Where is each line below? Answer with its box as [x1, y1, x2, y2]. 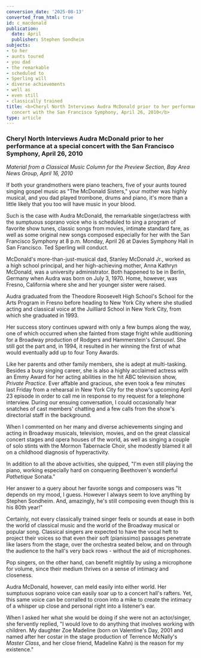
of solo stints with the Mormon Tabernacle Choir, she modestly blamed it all [6, 442, 193, 449]
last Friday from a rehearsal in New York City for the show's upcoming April [6, 386, 192, 393]
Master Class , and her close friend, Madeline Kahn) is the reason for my [6, 639, 184, 647]
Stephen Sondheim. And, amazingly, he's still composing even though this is [6, 497, 194, 504]
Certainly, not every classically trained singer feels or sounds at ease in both [6, 515, 195, 522]
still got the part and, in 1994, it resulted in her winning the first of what [6, 342, 181, 350]
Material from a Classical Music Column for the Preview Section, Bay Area [6, 163, 190, 170]
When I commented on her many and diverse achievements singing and [6, 423, 184, 430]
